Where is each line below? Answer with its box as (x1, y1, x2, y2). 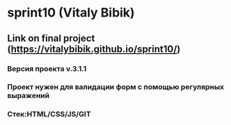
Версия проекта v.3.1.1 (7, 64, 87, 73)
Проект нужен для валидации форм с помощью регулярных (7, 82, 225, 92)
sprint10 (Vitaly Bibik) (7, 5, 135, 21)
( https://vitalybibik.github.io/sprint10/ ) (7, 43, 181, 55)
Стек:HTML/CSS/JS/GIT (7, 109, 92, 119)
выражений (7, 91, 50, 101)
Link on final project (7, 32, 95, 44)
